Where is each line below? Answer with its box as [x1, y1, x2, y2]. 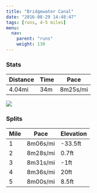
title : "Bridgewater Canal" [6, 8, 74, 15]
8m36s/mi [27, 168, 55, 176]
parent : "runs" [16, 36, 53, 42]
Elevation [60, 130, 87, 138]
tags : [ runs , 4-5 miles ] [6, 19, 66, 25]
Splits [6, 115, 23, 123]
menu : [6, 25, 19, 31]
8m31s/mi [27, 158, 55, 167]
